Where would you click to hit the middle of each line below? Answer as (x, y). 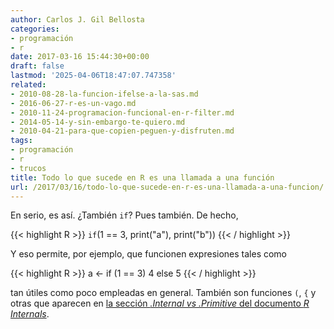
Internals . (30, 314)
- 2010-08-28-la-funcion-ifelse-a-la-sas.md (104, 94)
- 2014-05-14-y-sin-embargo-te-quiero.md (98, 122)
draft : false (37, 66)
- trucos (28, 168)
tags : (21, 141)
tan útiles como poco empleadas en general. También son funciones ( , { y (163, 293)
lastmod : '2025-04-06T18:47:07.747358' (93, 76)
